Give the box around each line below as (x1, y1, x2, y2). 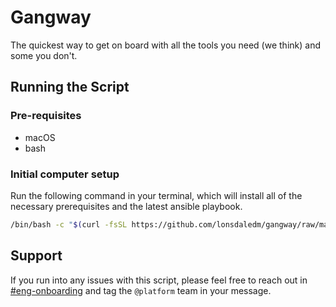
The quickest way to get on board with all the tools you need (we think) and (10, 39, 321, 51)
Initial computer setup (10, 167, 120, 181)
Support (10, 247, 63, 265)
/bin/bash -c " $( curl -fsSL (10, 219, 128, 230)
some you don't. (10, 49, 78, 61)
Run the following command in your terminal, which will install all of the (10, 189, 303, 201)
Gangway (10, 6, 92, 29)
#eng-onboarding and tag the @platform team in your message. (10, 284, 272, 296)
